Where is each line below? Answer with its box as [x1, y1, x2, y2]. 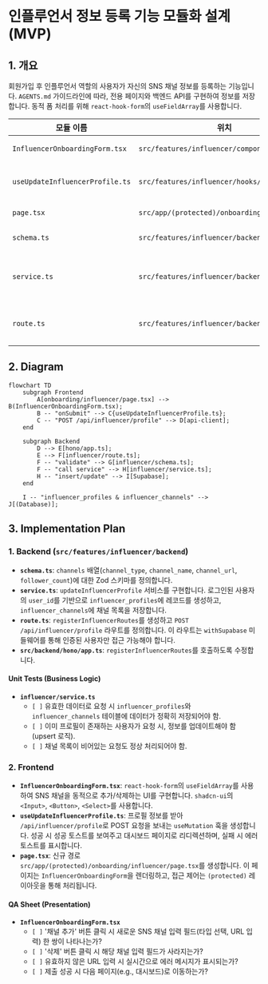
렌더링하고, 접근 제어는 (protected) [135, 870, 247, 880]
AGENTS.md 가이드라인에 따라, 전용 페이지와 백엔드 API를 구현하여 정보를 [18, 91, 241, 101]
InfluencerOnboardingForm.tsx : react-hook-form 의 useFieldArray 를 [19, 781, 239, 790]
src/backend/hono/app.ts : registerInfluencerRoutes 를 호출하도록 [19, 645, 233, 655]
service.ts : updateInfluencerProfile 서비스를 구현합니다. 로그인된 [19, 585, 234, 595]
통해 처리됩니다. [47, 881, 97, 890]
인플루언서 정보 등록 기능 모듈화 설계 [8, 7, 231, 26]
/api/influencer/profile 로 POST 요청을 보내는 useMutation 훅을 [19, 821, 229, 830]
